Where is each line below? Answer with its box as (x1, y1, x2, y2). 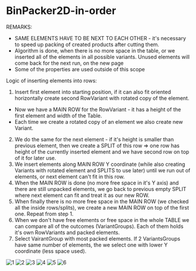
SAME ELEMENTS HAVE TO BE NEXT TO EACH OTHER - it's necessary (14, 34, 186, 41)
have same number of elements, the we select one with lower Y (14, 241, 168, 248)
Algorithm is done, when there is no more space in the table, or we (14, 47, 176, 54)
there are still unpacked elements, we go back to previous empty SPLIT (14, 185, 187, 192)
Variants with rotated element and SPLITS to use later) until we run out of (14, 166, 191, 173)
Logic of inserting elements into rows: (6, 77, 97, 84)
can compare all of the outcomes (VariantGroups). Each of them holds (14, 223, 184, 230)
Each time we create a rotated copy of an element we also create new (14, 118, 183, 125)
